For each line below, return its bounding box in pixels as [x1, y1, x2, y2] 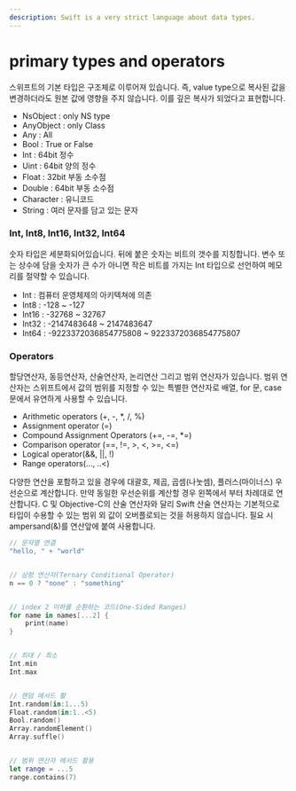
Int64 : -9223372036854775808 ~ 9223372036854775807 [21, 327, 241, 338]
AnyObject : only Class [21, 120, 105, 130]
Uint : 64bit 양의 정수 [21, 161, 97, 171]
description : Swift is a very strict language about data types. [9, 12, 255, 22]
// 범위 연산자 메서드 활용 [9, 756, 95, 765]
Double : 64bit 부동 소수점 [21, 183, 115, 193]
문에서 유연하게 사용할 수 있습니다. [9, 394, 128, 404]
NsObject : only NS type [21, 110, 111, 121]
